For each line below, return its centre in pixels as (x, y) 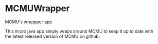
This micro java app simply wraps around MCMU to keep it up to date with (79, 31)
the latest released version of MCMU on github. (53, 36)
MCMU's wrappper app (29, 22)
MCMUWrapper (37, 8)
